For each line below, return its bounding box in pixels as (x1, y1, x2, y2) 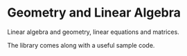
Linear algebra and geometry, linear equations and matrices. (7, 28, 180, 36)
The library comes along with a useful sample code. (7, 41, 155, 49)
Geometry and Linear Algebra (7, 5, 181, 21)
